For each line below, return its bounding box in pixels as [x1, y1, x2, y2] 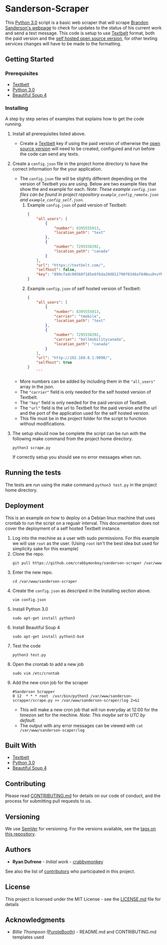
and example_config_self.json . [19, 196, 84, 202]
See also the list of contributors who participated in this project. [5, 868, 136, 874]
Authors [5, 845, 31, 854]
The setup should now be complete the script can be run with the [12, 430, 147, 436]
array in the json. [19, 383, 55, 389]
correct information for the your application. [12, 165, 102, 172]
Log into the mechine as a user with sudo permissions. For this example [12, 535, 160, 541]
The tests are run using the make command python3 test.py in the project [5, 481, 157, 487]
